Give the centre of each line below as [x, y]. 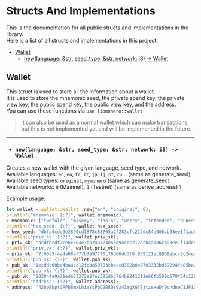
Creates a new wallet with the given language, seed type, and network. [94, 168]
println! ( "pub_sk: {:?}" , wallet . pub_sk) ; [60, 259]
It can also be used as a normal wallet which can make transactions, [105, 122]
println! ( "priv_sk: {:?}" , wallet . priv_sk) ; [63, 237]
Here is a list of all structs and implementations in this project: [82, 40]
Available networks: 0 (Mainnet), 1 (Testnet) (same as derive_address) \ [94, 187]
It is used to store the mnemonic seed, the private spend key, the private [95, 98]
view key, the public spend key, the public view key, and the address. [91, 104]
